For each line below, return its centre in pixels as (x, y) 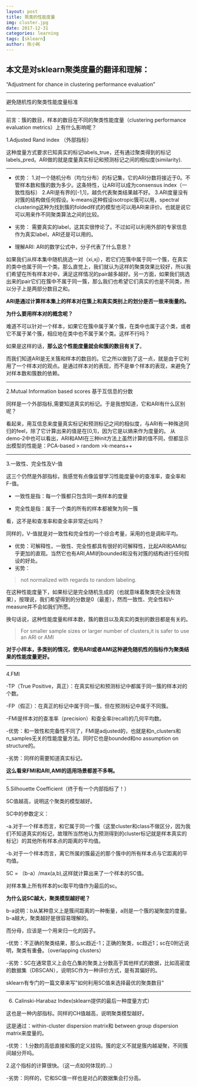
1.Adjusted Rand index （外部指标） (49, 139)
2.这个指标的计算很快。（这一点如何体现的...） (61, 1065)
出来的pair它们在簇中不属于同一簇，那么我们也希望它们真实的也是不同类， (96, 281)
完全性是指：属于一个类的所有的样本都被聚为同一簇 (76, 508)
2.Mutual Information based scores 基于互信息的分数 (69, 391)
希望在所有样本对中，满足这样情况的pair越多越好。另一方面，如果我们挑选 (101, 274)
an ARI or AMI (37, 637)
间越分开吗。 (21, 1053)
